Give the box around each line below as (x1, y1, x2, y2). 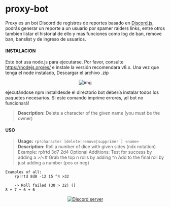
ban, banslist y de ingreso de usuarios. (5, 36, 86, 42)
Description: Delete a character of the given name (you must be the (17, 110, 160, 116)
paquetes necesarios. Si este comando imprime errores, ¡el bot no (5, 95, 144, 101)
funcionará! (5, 100, 29, 107)
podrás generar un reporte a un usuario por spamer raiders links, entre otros (5, 25, 165, 31)
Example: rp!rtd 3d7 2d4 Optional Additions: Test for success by (17, 149, 152, 155)
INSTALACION (5, 48, 36, 54)
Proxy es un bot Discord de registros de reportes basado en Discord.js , (5, 20, 154, 26)
